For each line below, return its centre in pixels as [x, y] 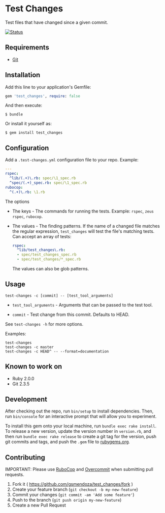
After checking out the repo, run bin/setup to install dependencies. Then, [79, 411]
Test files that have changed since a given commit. [57, 22]
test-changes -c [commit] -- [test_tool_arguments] [59, 296]
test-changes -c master [30, 347]
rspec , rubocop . [27, 216]
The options [17, 202]
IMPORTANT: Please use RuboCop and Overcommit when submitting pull [79, 469]
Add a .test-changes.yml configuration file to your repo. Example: [72, 160]
